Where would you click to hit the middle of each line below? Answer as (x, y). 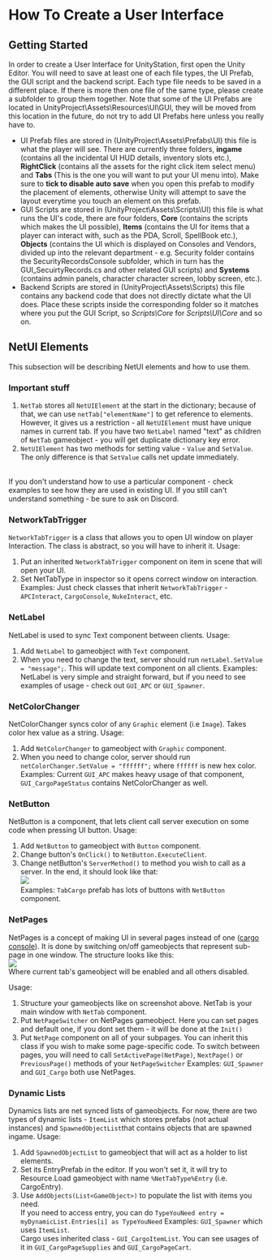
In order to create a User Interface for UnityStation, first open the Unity (127, 64)
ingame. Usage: (35, 1136)
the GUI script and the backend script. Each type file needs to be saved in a (135, 82)
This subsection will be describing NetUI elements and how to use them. (130, 366)
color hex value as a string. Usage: (66, 733)
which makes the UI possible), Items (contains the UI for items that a (135, 227)
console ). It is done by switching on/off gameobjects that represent (121, 946)
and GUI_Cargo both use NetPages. (78, 1072)
